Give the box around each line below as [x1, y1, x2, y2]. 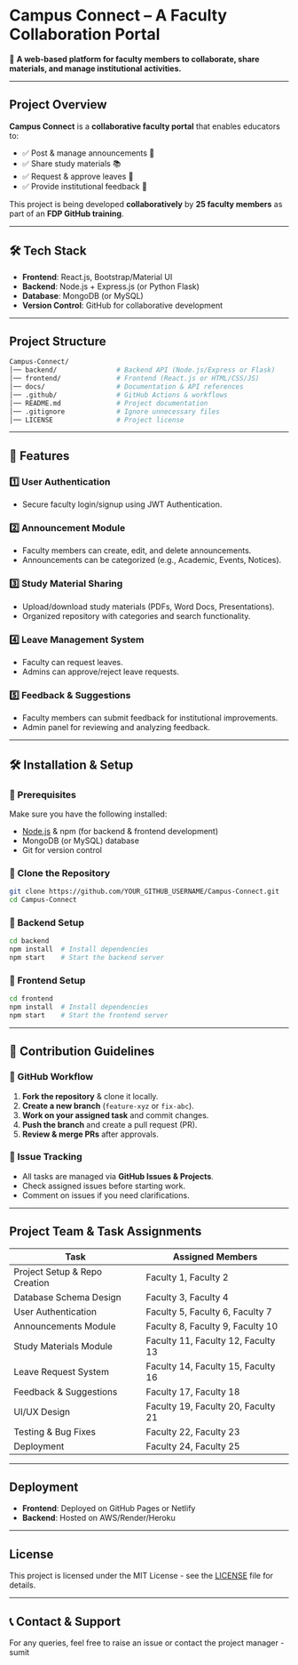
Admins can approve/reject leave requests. [21, 666, 180, 677]
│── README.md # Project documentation [9, 398, 208, 407]
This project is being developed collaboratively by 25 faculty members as [9, 198, 283, 209]
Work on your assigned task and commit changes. [21, 1109, 209, 1121]
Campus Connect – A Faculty [9, 5, 228, 26]
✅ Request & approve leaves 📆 [21, 171, 134, 181]
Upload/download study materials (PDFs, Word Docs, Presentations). [21, 601, 275, 612]
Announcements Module [13, 1320, 117, 1332]
